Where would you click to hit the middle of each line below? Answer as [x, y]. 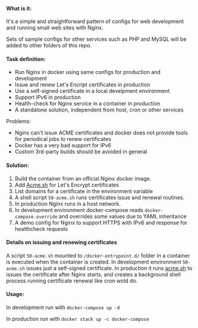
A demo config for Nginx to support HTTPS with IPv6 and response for [101, 223]
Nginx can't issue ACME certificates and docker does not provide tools [101, 133]
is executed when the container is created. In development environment [94, 262]
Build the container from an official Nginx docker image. [83, 178]
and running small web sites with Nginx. [55, 28]
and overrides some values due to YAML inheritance [123, 216]
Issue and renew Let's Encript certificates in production [82, 85]
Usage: [15, 294]
